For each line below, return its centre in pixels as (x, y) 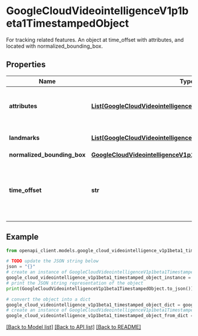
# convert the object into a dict (49, 299)
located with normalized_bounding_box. (55, 46)
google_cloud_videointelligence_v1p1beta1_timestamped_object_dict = (93, 305)
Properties (26, 65)
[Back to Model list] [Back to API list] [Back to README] (74, 327)
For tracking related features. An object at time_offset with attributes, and (95, 40)
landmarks (24, 138)
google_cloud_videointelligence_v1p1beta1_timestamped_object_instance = (99, 278)
